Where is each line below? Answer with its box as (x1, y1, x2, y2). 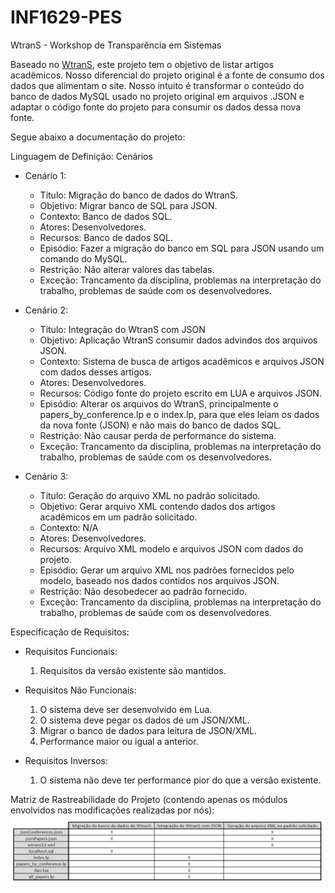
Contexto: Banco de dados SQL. (39, 210, 173, 222)
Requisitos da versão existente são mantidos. (39, 664, 227, 676)
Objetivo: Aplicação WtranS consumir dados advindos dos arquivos (39, 334, 318, 346)
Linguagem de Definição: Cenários (10, 150, 153, 162)
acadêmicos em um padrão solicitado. (39, 511, 198, 523)
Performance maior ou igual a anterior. (39, 735, 199, 747)
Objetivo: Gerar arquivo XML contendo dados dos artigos (39, 500, 276, 512)
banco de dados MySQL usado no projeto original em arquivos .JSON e (10, 90, 305, 102)
